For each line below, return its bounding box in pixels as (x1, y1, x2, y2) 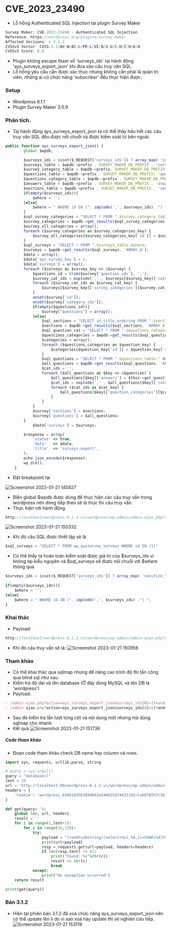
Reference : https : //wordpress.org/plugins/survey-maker (5, 34, 126, 40)
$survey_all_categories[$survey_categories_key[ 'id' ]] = (32, 233, 156, 238)
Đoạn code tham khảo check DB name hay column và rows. (12, 750, 138, 756)
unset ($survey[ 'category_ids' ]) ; (32, 299, 103, 305)
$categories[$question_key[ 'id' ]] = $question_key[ (50, 347, 163, 352)
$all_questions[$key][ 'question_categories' (60, 389, 156, 395)
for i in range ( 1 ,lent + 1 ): (14, 821, 72, 826)
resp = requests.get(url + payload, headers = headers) (41, 844, 154, 849)
